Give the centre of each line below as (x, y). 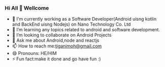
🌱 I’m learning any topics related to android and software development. (86, 30)
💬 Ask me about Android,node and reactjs (56, 40)
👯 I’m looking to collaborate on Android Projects (62, 35)
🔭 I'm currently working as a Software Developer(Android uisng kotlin (84, 19)
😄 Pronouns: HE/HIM (34, 53)
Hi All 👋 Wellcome (27, 8)
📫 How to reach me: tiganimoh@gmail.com (57, 46)
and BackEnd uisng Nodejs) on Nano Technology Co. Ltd (71, 24)
